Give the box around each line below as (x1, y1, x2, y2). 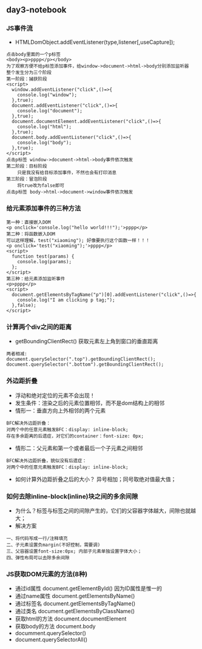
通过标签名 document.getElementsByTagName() (15, 600, 136, 607)
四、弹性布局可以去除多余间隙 (6, 554, 70, 560)
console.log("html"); (17, 124, 72, 130)
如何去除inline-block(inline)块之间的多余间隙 (6, 492, 138, 500)
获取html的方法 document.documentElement (15, 615, 127, 622)
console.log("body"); (17, 140, 72, 146)
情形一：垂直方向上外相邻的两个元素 (15, 406, 106, 414)
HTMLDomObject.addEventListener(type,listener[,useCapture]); (15, 38, 175, 45)
